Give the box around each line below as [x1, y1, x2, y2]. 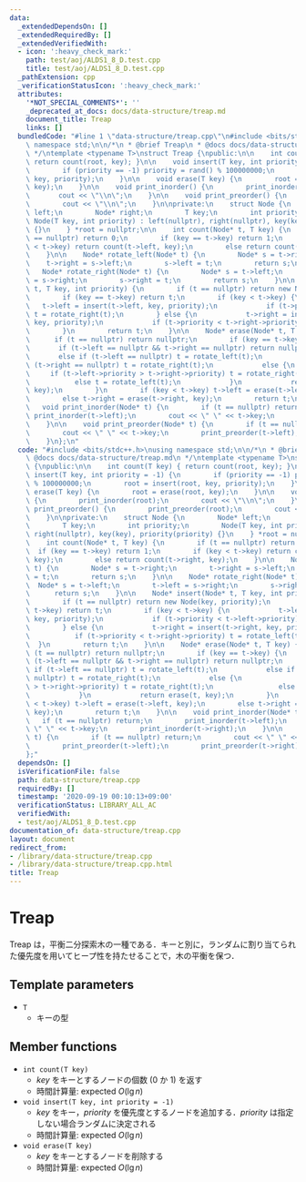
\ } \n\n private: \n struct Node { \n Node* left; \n [25, 513, 271, 522]
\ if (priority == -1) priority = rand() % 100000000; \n [25, 166, 275, 175]
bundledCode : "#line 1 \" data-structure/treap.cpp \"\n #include [17, 132, 262, 141]
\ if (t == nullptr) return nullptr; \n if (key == [25, 335, 271, 344]
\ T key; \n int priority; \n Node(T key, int [25, 521, 283, 531]
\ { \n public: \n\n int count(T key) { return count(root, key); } [25, 462, 291, 472]
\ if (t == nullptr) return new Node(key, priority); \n [25, 597, 271, 606]
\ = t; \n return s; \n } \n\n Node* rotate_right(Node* [25, 572, 287, 581]
